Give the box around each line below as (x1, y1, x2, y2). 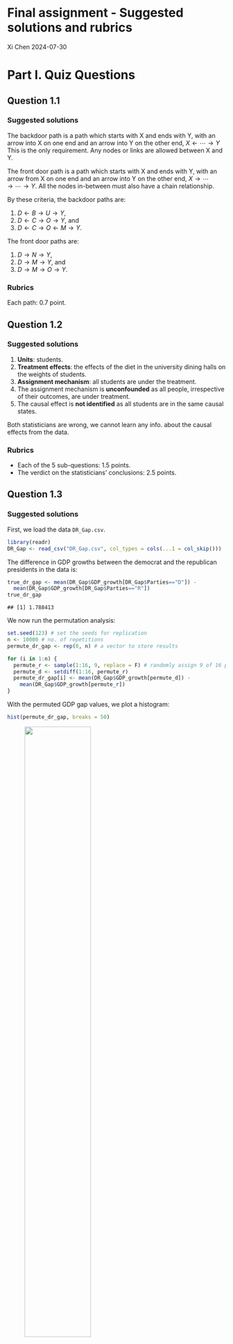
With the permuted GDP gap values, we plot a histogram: (7, 701, 170, 709)
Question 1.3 (7, 488, 63, 500)
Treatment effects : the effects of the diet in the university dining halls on (17, 362, 226, 371)
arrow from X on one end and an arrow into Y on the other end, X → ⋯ (7, 174, 209, 182)
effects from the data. (7, 428, 69, 436)
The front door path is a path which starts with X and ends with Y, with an (7, 167, 217, 175)
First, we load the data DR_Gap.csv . (7, 525, 105, 534)
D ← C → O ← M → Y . (17, 223, 82, 232)
